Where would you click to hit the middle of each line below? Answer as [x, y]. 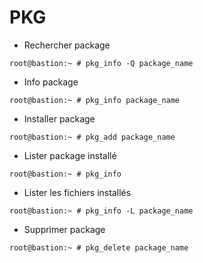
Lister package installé [70, 155]
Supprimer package [64, 229]
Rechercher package [67, 45]
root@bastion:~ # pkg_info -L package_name [101, 211]
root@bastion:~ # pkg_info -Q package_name [101, 63]
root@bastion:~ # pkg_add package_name [92, 137]
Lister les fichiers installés [77, 192]
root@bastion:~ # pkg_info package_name [95, 100]
